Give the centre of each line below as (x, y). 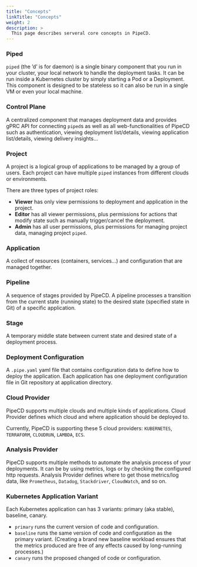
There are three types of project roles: (52, 190)
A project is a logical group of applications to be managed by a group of (93, 167)
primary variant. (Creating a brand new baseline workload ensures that (100, 539)
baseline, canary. (27, 515)
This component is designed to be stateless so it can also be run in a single (97, 85)
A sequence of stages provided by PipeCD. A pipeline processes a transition (98, 295)
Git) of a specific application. (41, 308)
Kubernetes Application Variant (52, 496)
